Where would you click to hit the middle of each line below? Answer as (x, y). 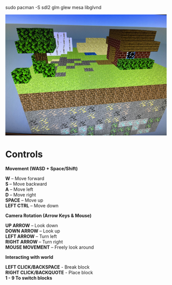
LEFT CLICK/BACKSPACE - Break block (47, 267)
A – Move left (19, 189)
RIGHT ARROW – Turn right (34, 242)
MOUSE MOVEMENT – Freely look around (50, 247)
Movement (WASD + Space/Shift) (41, 168)
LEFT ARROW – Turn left (31, 236)
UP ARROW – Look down (32, 225)
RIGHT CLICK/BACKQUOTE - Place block (49, 272)
